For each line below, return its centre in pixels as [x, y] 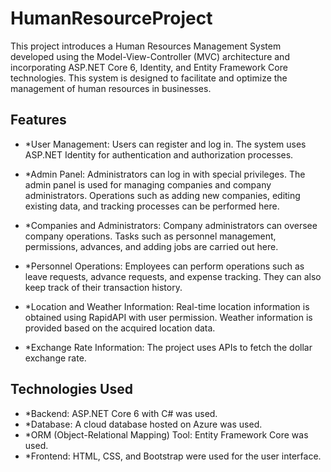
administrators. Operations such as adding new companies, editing [162, 195]
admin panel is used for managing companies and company [148, 184]
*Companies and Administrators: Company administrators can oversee [171, 225]
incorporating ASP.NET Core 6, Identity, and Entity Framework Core [149, 67]
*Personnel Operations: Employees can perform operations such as [164, 266]
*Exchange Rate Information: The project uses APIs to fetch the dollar [168, 347]
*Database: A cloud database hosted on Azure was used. [143, 424]
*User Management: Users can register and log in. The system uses [165, 144]
